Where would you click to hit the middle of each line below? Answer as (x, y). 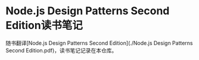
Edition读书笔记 (44, 26)
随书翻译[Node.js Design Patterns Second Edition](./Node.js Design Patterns (99, 43)
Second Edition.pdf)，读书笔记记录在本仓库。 (61, 50)
